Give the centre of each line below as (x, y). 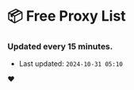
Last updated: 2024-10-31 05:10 (71, 64)
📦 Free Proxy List (67, 16)
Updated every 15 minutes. (60, 47)
